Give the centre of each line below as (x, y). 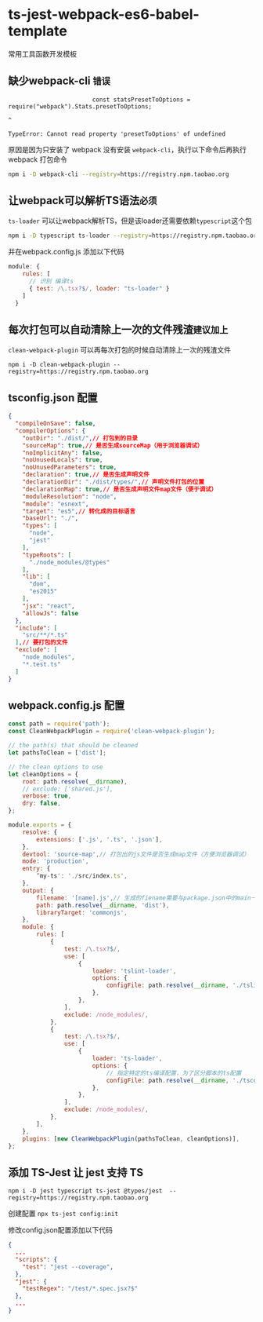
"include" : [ (36, 628)
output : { (38, 890)
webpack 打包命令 (38, 159)
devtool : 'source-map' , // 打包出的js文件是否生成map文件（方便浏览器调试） (136, 854)
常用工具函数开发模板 (42, 53)
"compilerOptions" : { (50, 431)
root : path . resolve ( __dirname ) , (75, 782)
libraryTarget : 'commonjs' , (82, 912)
